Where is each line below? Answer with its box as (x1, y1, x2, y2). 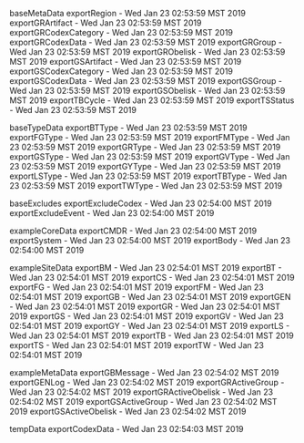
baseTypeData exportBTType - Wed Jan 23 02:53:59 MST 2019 (9, 122, 248, 133)
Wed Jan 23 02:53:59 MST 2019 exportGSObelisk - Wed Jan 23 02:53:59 (9, 86, 286, 96)
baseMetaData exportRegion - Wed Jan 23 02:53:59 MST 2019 (9, 8, 246, 18)
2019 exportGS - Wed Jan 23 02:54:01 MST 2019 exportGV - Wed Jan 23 (9, 311, 284, 322)
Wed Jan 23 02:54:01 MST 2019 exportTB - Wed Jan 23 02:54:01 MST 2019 (9, 330, 294, 341)
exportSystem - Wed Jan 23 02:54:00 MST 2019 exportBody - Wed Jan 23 (9, 235, 291, 245)
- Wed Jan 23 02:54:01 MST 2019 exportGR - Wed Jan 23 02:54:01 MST (9, 301, 280, 312)
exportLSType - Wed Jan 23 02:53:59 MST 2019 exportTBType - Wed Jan (9, 170, 288, 181)
